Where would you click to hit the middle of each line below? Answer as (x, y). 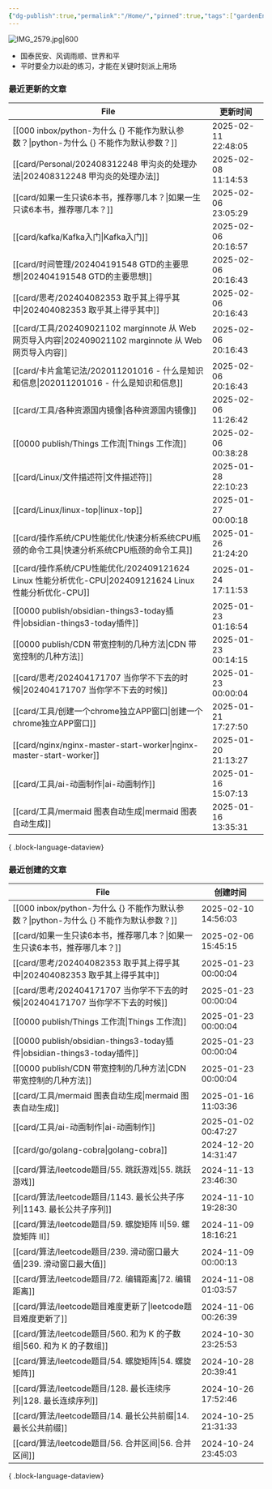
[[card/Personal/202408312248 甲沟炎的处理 (101, 164)
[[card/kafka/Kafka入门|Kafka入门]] (80, 237)
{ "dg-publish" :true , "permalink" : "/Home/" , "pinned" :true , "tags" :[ (121, 16)
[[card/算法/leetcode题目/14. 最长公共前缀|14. (101, 1416)
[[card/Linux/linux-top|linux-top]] (78, 510)
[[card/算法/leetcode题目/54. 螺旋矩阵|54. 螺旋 (102, 1361)
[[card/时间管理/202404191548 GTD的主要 (97, 264)
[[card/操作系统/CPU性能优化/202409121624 (101, 568)
